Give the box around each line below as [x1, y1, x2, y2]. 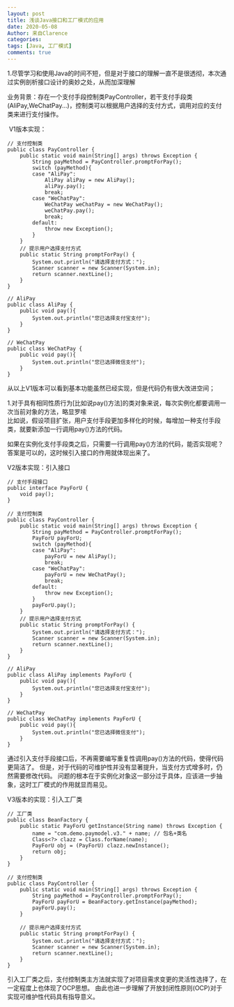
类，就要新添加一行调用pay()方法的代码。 [7, 424, 127, 433]
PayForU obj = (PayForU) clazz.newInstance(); [32, 842, 170, 849]
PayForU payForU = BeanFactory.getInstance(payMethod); [32, 898, 198, 905]
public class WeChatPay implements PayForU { [7, 715, 141, 722]
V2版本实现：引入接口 [7, 463, 71, 471]
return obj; [32, 848, 68, 855]
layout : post [7, 10, 45, 17]
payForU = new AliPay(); [44, 553, 117, 560]
